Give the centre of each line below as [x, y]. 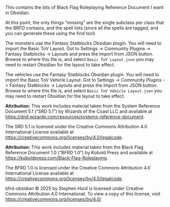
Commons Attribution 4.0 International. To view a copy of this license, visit [83, 194]
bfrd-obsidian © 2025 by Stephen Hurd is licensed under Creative [74, 188]
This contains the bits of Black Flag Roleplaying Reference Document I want [84, 7]
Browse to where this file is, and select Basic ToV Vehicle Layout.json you [84, 91]
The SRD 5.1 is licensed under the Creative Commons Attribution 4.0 [76, 127]
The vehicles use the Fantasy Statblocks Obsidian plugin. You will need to [82, 75]
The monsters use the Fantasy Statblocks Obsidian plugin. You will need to [83, 43]
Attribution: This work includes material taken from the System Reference [83, 106]
